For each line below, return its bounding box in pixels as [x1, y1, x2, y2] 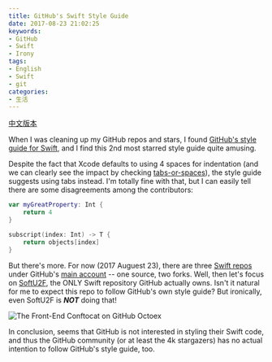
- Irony [8, 50, 35, 58]
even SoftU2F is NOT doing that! [8, 294, 118, 305]
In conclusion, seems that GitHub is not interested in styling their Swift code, [8, 326, 264, 336]
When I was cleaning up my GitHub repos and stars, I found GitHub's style [8, 135, 257, 145]
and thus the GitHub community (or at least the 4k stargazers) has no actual [8, 335, 263, 345]
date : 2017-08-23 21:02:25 [8, 20, 100, 28]
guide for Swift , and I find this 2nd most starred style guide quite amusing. [8, 143, 257, 153]
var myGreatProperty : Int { [8, 201, 104, 209]
